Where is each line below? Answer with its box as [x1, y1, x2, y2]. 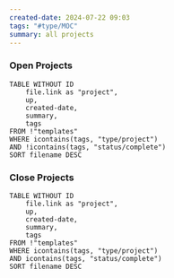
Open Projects [9, 59, 74, 72]
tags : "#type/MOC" [9, 22, 78, 30]
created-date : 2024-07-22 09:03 [9, 13, 130, 22]
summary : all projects [9, 30, 94, 39]
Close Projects [9, 171, 74, 184]
